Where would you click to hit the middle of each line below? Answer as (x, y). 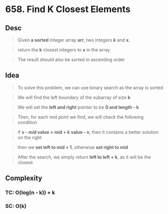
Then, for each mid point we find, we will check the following (80, 117)
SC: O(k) (16, 206)
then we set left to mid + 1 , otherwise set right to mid (73, 147)
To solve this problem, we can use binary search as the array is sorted (90, 87)
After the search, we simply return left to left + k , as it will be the (84, 157)
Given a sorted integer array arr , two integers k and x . (74, 40)
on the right (29, 137)
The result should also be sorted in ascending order (71, 60)
